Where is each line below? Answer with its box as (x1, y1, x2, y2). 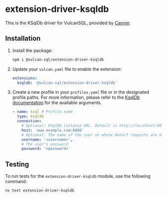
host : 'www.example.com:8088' (21, 128, 84, 132)
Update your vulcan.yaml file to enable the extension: (12, 66, 122, 72)
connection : (17, 119, 42, 124)
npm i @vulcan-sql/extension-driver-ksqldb (12, 57, 104, 62)
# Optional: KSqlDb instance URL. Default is (21, 123, 118, 128)
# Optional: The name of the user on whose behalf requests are (21, 132, 158, 137)
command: (5, 179, 27, 185)
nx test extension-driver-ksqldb (5, 188, 75, 193)
